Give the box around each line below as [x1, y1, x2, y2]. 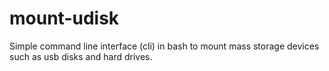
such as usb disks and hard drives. [9, 50, 153, 62]
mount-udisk [9, 7, 120, 30]
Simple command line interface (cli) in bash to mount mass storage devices [9, 40, 320, 52]
